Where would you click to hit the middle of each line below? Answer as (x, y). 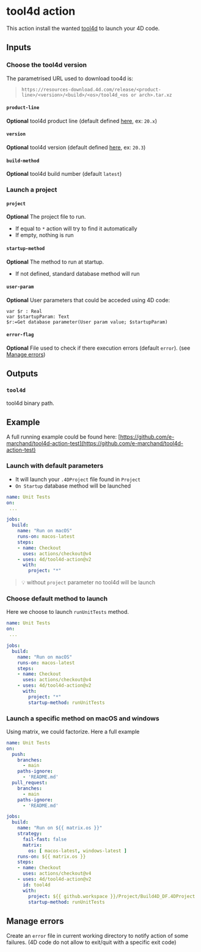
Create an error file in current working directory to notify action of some (97, 936)
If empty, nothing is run (44, 235)
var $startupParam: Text (38, 317)
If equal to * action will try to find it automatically (76, 229)
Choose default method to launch (57, 599)
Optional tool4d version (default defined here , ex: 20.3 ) (76, 148)
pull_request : (30, 783)
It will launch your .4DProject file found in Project (78, 479)
